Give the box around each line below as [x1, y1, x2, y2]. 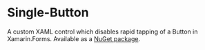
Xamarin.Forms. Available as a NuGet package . [7, 34, 140, 42]
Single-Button [7, 5, 89, 21]
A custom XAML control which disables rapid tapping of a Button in [7, 27, 198, 36]
